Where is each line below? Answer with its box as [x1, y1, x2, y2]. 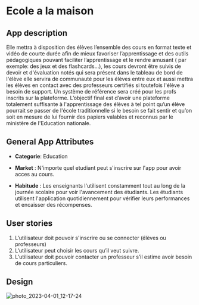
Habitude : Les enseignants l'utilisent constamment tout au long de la [14, 182, 186, 189]
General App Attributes [6, 137, 94, 147]
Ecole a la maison [6, 4, 94, 18]
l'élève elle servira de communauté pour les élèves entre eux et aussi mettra [6, 76, 194, 82]
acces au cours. [14, 170, 55, 178]
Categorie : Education [14, 152, 68, 160]
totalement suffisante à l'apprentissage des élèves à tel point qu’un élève [6, 101, 185, 108]
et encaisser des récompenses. [14, 201, 92, 208]
